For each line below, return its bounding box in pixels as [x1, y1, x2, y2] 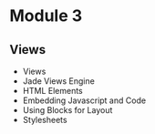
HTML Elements [22, 86, 84, 96]
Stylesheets [22, 115, 67, 125]
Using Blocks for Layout [22, 105, 113, 115]
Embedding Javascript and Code [22, 95, 147, 106]
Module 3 [9, 5, 83, 26]
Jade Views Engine [22, 76, 96, 87]
